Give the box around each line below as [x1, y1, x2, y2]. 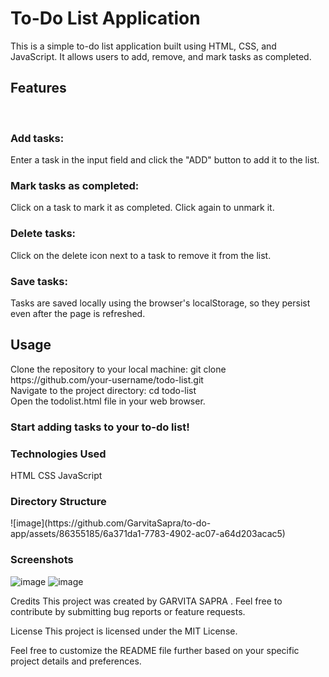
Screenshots [10, 553, 74, 567]
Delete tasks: [10, 227, 77, 241]
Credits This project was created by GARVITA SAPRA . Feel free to [10, 595, 283, 607]
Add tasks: [10, 131, 65, 145]
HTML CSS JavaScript [10, 469, 103, 481]
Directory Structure [10, 494, 107, 508]
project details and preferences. [10, 655, 142, 667]
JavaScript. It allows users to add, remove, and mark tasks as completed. [10, 50, 312, 62]
